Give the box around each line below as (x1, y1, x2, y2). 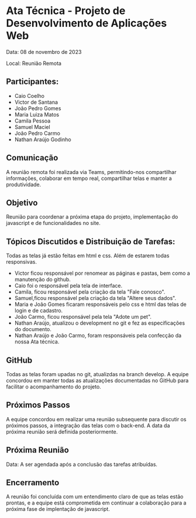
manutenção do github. (14, 276, 71, 283)
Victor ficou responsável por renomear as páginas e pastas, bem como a (14, 270, 190, 277)
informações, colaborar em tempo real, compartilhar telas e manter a (6, 175, 172, 182)
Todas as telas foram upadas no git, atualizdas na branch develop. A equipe (6, 371, 189, 377)
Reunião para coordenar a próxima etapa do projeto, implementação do (6, 213, 178, 220)
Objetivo (6, 197, 38, 207)
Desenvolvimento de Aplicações (6, 16, 167, 30)
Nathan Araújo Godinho (14, 136, 71, 143)
